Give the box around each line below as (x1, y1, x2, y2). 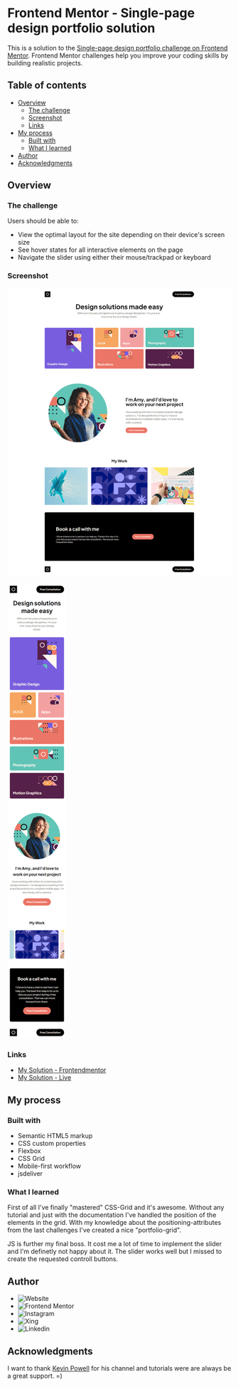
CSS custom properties (17, 1139, 87, 1148)
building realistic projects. (7, 58, 83, 67)
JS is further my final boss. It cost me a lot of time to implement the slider (7, 1240, 222, 1248)
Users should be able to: (7, 217, 80, 225)
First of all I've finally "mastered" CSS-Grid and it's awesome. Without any (7, 1203, 225, 1212)
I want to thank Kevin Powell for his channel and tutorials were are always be (7, 1364, 232, 1372)
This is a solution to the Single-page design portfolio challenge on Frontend (7, 43, 228, 52)
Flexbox (17, 1147, 41, 1155)
